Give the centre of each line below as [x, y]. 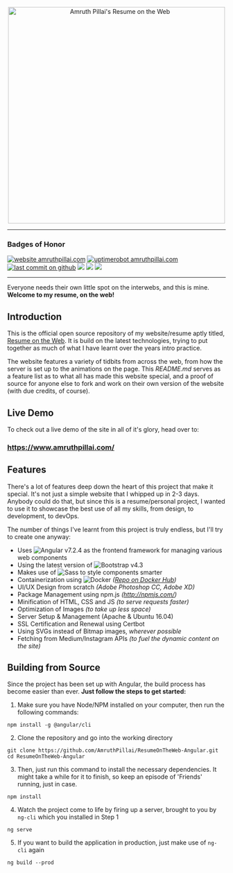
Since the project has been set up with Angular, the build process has [106, 684]
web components [42, 557]
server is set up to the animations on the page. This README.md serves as [114, 369]
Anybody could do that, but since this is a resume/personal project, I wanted [116, 501]
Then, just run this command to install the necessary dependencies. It [117, 770]
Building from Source [54, 668]
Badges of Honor [36, 244]
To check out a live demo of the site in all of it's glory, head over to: [103, 429]
